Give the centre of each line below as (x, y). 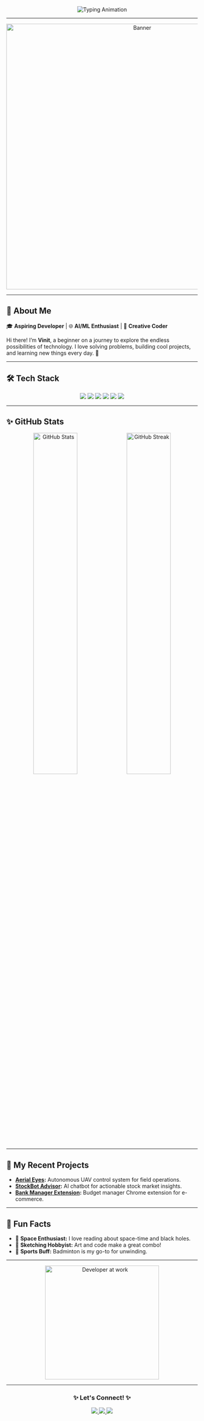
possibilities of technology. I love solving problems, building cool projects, (99, 346)
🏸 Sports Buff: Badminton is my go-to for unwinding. (81, 1252)
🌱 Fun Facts (29, 1224)
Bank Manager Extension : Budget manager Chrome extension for (98, 1193)
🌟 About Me (29, 311)
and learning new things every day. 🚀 (53, 353)
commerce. (29, 1199)
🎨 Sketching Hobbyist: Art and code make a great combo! (88, 1245)
